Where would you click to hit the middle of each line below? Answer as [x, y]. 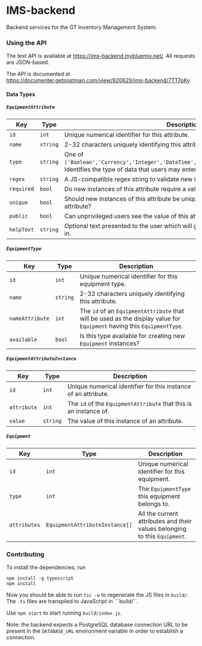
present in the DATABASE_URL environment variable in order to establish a [95, 631]
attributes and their [165, 521]
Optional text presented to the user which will [128, 225]
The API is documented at [38, 74]
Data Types [21, 94]
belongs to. [154, 504]
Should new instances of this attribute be [122, 198]
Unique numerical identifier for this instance [129, 386]
